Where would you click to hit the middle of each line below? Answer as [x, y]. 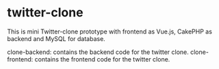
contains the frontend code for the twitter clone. [102, 59]
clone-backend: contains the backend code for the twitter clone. [98, 52]
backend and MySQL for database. [56, 38]
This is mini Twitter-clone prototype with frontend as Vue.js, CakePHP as [109, 31]
